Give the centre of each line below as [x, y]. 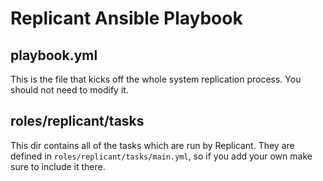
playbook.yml [54, 55]
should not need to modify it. [69, 90]
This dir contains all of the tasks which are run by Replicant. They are [152, 145]
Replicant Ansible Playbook [126, 18]
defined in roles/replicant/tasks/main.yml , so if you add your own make [161, 156]
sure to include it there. [58, 166]
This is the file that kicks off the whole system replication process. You [156, 79]
